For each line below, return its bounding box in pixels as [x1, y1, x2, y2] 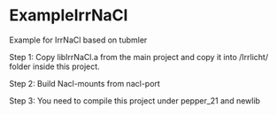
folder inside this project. [9, 61, 100, 72]
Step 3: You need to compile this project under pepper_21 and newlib [9, 95, 261, 106]
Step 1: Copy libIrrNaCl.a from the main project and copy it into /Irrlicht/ [9, 51, 268, 62]
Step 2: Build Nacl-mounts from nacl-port [9, 78, 161, 88]
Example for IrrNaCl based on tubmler [9, 34, 148, 45]
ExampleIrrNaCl [9, 5, 128, 26]
